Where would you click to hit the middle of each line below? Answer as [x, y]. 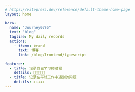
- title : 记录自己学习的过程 [36, 68]
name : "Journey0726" [30, 27]
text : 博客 [28, 50]
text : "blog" [23, 32]
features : [15, 64]
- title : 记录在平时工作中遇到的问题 [43, 77]
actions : [18, 41]
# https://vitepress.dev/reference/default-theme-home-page [68, 10]
